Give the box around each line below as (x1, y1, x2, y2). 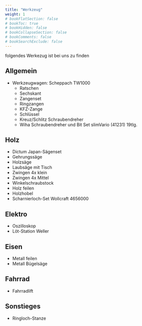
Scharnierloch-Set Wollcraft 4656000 (12, 196, 89, 202)
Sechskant (19, 90, 41, 96)
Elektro (5, 210, 28, 218)
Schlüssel (19, 111, 39, 117)
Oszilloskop (12, 223, 36, 229)
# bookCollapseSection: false (5, 30, 67, 35)
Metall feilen (12, 256, 37, 261)
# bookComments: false (5, 35, 52, 40)
